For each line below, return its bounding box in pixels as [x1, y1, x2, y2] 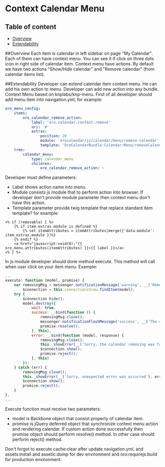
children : [31, 161, 52, 166]
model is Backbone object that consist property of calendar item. [12, 415, 144, 421]
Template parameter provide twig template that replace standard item [12, 205, 153, 211]
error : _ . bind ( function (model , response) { [31, 333, 124, 338]
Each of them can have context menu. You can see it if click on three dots [5, 56, 154, 62]
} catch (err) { [14, 365, 48, 370]
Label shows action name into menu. [12, 184, 87, 190]
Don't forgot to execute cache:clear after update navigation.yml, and [5, 446, 144, 452]
